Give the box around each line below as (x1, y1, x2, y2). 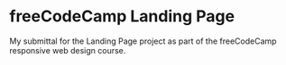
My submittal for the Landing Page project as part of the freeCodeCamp (9, 36, 277, 46)
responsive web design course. (9, 45, 126, 55)
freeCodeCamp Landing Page (9, 6, 235, 27)
